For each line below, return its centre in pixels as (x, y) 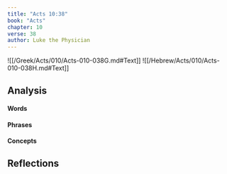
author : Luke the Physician (49, 40)
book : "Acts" (27, 21)
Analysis (27, 91)
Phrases (20, 124)
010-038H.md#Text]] (38, 68)
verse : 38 (22, 34)
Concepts (22, 141)
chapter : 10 (25, 27)
